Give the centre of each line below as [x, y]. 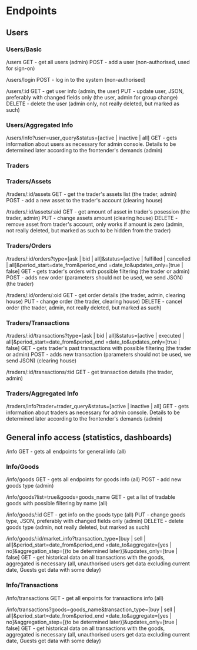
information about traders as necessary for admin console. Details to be [93, 412]
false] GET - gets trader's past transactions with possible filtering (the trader [99, 348]
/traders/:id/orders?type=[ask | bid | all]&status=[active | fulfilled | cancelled [98, 259]
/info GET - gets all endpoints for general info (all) [66, 452]
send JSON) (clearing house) [41, 361]
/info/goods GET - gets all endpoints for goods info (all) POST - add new [94, 479]
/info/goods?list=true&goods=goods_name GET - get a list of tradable [91, 497]
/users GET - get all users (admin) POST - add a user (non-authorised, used [98, 62]
